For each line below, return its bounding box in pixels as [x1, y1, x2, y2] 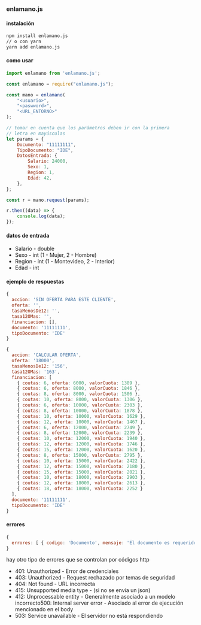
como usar [6, 57, 33, 64]
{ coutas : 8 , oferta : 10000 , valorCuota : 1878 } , [17, 408, 144, 414]
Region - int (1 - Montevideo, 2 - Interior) [14, 258, 115, 265]
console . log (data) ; [17, 213, 66, 220]
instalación [6, 20, 35, 27]
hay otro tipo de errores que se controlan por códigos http [6, 556, 150, 563]
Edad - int [14, 264, 39, 271]
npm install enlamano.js [6, 33, 68, 39]
